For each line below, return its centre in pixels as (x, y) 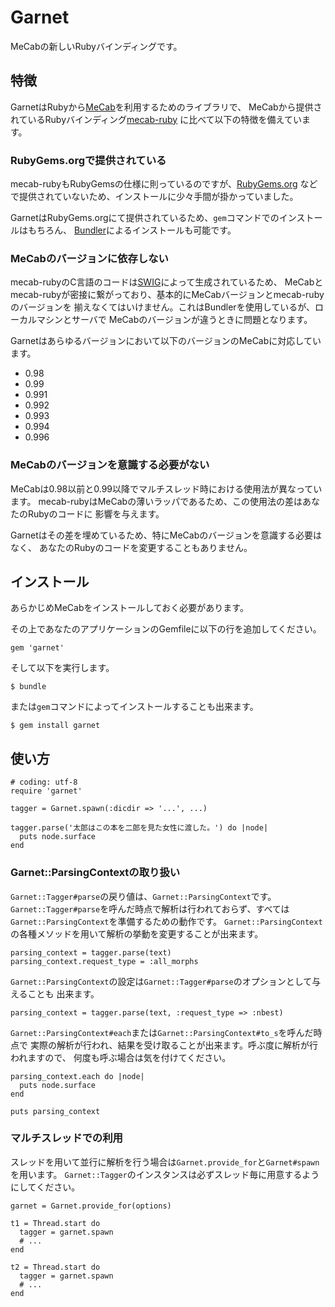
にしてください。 (45, 1187)
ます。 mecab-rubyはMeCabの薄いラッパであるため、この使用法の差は (156, 501)
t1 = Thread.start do (55, 1223)
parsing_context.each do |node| (77, 1076)
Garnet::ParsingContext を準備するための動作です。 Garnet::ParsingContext (166, 921)
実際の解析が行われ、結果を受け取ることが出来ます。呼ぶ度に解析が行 (173, 1045)
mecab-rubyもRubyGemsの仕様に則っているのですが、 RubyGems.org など (164, 184)
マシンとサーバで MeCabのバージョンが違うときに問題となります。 (174, 320)
